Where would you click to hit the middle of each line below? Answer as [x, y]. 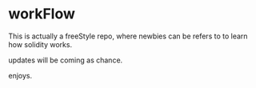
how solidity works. [40, 44]
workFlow [42, 14]
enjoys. [20, 75]
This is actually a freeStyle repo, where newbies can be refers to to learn [128, 36]
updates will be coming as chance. [66, 60]
